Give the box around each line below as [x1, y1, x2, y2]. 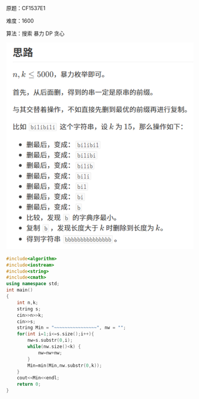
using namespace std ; [6, 281, 60, 287]
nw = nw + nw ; [37, 350, 62, 356]
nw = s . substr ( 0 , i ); [27, 338, 73, 344]
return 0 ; [17, 381, 42, 388]
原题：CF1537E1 [6, 5, 46, 11]
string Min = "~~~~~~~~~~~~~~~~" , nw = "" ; [17, 325, 127, 331]
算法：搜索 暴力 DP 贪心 [6, 30, 65, 37]
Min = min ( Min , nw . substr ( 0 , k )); [27, 362, 102, 369]
